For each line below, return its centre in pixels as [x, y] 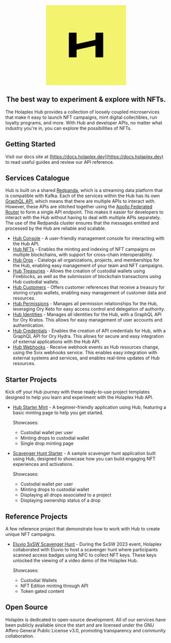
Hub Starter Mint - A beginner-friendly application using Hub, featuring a [89, 408]
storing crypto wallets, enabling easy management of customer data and [89, 293]
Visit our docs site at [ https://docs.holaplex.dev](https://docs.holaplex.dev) [84, 157]
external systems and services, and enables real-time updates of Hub [86, 358]
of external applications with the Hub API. [57, 342]
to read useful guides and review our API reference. [60, 162]
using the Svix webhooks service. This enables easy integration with [85, 353]
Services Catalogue [38, 178]
